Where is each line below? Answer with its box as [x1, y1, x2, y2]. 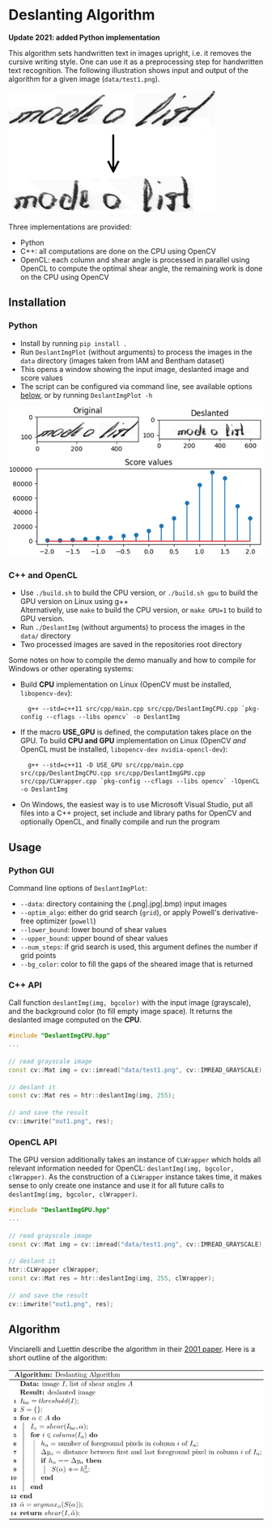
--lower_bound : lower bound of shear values [19, 925, 168, 935]
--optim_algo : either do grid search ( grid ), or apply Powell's [19, 908, 221, 918]
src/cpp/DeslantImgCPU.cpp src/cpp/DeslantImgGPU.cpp [19, 769, 206, 777]
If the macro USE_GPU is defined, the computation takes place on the [19, 727, 253, 737]
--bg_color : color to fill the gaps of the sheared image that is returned [19, 959, 253, 969]
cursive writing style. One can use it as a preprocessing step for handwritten [8, 57, 264, 66]
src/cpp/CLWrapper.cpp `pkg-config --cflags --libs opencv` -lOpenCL [19, 777, 261, 785]
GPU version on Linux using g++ [19, 597, 129, 606]
